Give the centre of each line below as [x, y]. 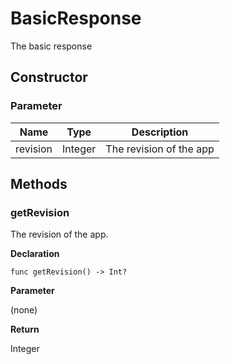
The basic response [51, 46]
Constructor [49, 77]
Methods [39, 184]
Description [160, 132]
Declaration [35, 254]
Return [25, 329]
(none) [24, 310]
